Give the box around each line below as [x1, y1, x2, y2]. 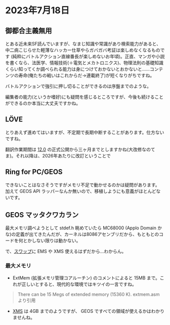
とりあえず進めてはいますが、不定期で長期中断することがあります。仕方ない [5, 129, 164, 135]
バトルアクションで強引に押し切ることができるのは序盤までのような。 [5, 83, 152, 89]
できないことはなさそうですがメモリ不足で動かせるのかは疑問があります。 [5, 182, 160, 188]
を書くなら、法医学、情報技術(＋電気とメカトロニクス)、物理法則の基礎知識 [5, 60, 163, 66]
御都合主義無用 [5, 26, 52, 35]
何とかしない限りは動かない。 [18, 237, 81, 243]
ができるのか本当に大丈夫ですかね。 [5, 100, 81, 106]
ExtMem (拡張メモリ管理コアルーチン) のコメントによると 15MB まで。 [12, 274, 160, 281]
